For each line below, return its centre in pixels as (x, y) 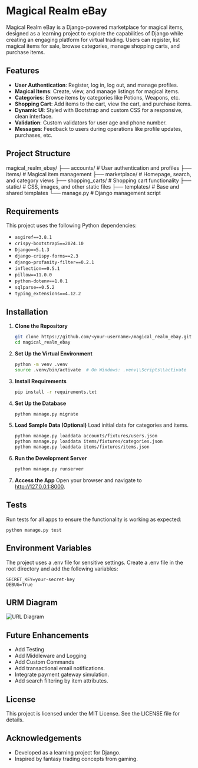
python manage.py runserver (49, 469)
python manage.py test (34, 530)
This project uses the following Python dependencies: (72, 226)
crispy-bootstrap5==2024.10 (49, 244)
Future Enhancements (48, 635)
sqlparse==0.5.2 (34, 288)
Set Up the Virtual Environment (53, 353)
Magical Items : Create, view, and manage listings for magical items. (97, 91)
